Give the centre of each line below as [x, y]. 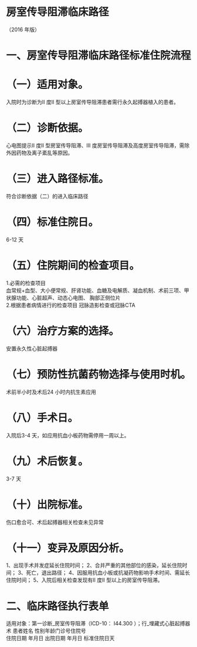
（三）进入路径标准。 [58, 179]
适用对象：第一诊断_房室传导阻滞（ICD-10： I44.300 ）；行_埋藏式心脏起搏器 [98, 623]
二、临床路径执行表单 [58, 606]
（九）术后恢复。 [47, 461]
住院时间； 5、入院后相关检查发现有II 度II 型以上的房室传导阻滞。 [84, 580]
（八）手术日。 [42, 418]
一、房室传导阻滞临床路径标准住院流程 [99, 56]
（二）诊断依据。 [47, 128]
